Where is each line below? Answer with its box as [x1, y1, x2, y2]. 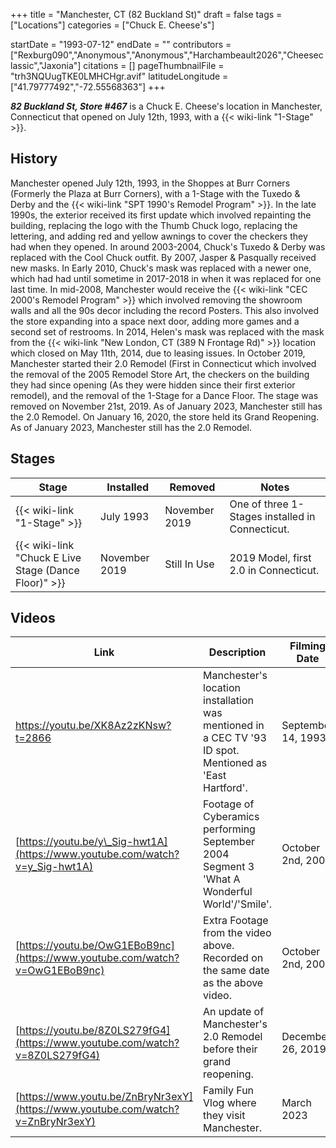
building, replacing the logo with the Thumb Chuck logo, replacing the [10, 219, 298, 231]
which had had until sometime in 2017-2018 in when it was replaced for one [10, 272, 322, 284]
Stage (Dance [15, 563, 80, 577]
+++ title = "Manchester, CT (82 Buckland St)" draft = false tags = [10, 9, 283, 20]
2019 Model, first [229, 550, 312, 564]
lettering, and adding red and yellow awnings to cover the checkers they [10, 230, 308, 242]
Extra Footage [203, 914, 269, 928]
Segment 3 [203, 860, 255, 874]
